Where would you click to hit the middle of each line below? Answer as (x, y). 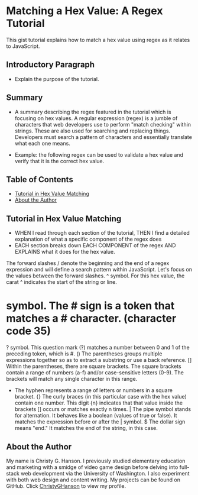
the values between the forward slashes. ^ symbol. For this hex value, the (95, 276)
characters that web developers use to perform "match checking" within (103, 124)
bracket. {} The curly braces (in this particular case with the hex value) (101, 397)
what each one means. (43, 143)
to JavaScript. (23, 46)
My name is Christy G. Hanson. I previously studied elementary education (96, 461)
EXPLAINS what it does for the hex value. (65, 252)
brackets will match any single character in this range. (72, 379)
